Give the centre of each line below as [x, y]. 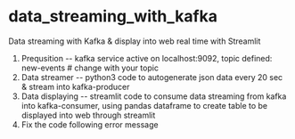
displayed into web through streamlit [88, 115]
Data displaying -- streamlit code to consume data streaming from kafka [154, 96]
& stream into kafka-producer [75, 86]
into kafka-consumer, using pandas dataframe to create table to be [144, 105]
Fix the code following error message [90, 124]
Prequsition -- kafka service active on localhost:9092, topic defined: [147, 58]
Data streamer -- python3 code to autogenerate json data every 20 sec [152, 77]
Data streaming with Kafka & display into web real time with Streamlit [135, 41]
